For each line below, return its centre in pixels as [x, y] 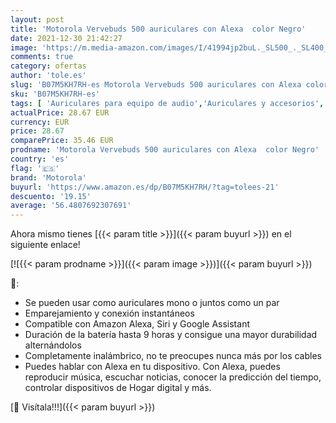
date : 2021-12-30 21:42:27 [66, 38]
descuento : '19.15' [51, 196]
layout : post [37, 19]
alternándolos [53, 345]
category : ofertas [48, 66]
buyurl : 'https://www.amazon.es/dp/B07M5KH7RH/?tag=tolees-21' [145, 187]
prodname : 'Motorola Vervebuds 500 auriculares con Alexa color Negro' [165, 150]
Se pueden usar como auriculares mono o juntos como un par [152, 303]
